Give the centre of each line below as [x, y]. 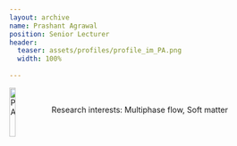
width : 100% [40, 59]
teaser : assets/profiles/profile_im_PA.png [99, 51]
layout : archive [39, 17]
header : [24, 42]
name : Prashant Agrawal [54, 26]
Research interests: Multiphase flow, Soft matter [140, 109]
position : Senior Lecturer [59, 34]
